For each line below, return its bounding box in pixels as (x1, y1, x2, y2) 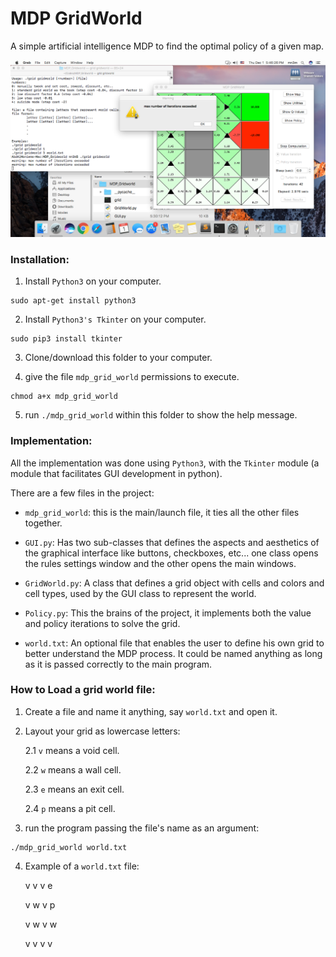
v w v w (24, 918, 58, 930)
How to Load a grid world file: (10, 683, 156, 697)
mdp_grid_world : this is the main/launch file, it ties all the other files (24, 506, 300, 518)
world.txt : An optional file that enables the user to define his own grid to (24, 637, 325, 649)
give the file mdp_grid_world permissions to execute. (24, 371, 240, 383)
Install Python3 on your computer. (24, 275, 162, 287)
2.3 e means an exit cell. (24, 783, 125, 795)
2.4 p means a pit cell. (24, 802, 116, 814)
